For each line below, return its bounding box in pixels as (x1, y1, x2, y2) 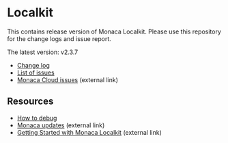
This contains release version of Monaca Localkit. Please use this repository (7, 27, 222, 36)
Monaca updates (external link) (16, 121, 105, 129)
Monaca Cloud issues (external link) (16, 75, 118, 83)
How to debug (16, 114, 57, 122)
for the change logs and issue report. (7, 34, 111, 42)
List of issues (16, 68, 55, 77)
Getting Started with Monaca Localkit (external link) (16, 128, 162, 136)
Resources (7, 96, 54, 107)
